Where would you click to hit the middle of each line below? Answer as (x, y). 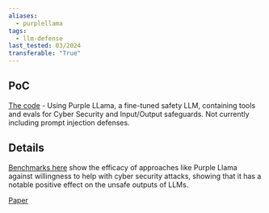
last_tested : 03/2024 (45, 46)
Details (26, 148)
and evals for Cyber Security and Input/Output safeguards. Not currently (129, 114)
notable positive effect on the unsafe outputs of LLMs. (99, 184)
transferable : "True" (45, 53)
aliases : (23, 16)
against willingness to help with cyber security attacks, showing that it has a (135, 176)
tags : (17, 31)
